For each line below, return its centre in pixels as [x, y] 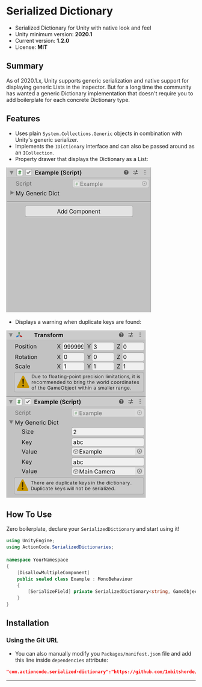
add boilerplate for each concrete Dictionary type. [68, 100]
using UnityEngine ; [31, 541]
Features [23, 119]
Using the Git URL [32, 641]
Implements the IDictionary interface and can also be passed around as [105, 146]
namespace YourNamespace [37, 560]
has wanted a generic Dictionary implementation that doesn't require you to [100, 93]
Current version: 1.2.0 [42, 40]
